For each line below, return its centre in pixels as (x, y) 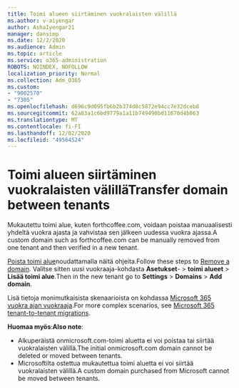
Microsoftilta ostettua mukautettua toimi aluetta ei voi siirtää (106, 363)
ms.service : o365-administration (57, 61)
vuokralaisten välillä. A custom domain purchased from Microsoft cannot (123, 371)
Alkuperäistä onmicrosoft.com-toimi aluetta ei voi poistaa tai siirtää (116, 341)
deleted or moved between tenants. (70, 356)
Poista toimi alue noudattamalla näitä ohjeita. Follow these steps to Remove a (118, 261)
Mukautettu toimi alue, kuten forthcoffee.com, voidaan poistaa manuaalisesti (120, 225)
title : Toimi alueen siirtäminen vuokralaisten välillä (92, 14)
